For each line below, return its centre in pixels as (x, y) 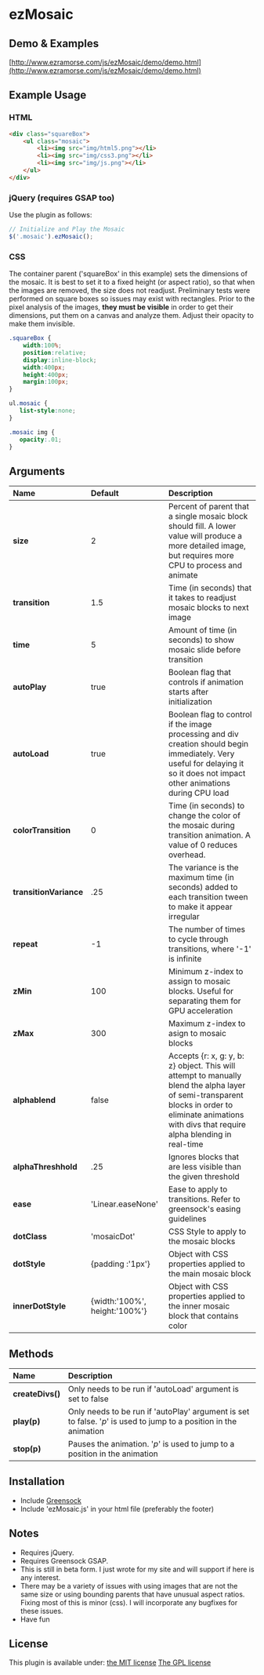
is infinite (185, 959)
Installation (37, 1482)
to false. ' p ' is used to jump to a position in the (152, 1421)
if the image (190, 724)
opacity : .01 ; (40, 440)
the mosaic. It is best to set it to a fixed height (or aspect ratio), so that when (132, 282)
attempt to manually (205, 1075)
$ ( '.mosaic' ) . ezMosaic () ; (51, 236)
